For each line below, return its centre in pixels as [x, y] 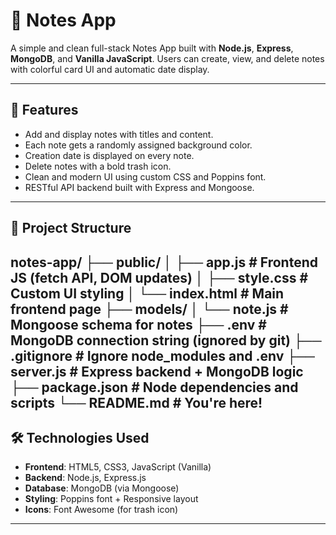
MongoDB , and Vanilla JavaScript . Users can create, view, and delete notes [167, 58]
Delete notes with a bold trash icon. [98, 166]
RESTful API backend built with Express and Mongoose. [139, 187]
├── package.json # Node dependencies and [154, 387]
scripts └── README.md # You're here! [136, 402]
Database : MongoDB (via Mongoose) [102, 488]
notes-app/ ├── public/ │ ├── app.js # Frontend [164, 262]
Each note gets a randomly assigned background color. [138, 145]
